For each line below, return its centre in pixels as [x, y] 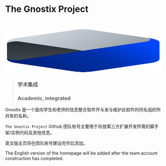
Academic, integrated [44, 98]
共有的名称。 [18, 116]
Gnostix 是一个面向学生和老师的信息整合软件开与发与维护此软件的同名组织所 [83, 110]
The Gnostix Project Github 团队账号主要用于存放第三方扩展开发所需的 [78, 126]
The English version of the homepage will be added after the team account [81, 153]
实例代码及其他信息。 [33, 133]
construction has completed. [34, 159]
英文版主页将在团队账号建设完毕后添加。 [46, 143]
